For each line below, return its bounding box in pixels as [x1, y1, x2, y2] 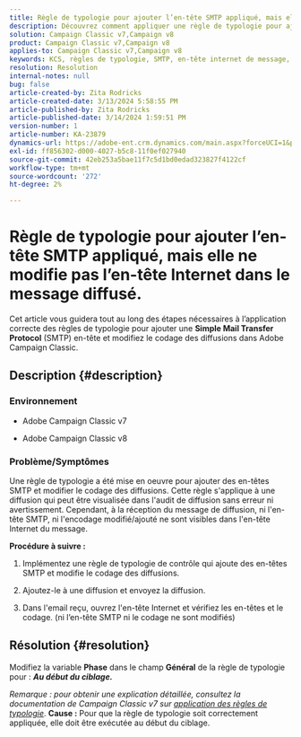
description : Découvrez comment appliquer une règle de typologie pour [9, 22, 282, 31]
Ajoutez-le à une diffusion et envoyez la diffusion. [21, 585, 206, 596]
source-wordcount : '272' [9, 171, 102, 180]
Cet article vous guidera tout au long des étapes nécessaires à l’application [9, 313, 287, 324]
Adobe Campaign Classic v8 [21, 433, 128, 443]
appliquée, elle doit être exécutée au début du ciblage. [9, 717, 211, 728]
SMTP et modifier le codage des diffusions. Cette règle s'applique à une [9, 486, 276, 496]
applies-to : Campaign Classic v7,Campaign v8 [9, 47, 182, 56]
